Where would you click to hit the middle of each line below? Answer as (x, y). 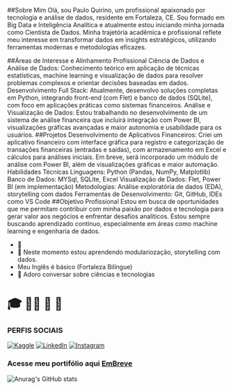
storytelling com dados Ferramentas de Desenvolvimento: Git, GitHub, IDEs (115, 194)
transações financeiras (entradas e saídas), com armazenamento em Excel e (117, 150)
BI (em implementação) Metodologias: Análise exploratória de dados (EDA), (115, 187)
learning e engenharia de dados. (54, 231)
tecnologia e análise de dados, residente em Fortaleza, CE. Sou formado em (116, 17)
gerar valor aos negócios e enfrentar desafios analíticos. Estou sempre (109, 216)
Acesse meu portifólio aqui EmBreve (70, 363)
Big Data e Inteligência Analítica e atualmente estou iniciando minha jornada (116, 25)
